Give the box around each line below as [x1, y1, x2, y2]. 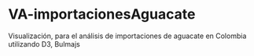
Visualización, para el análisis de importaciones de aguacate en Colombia [8, 31, 247, 40]
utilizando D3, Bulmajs [8, 39, 80, 48]
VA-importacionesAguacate [8, 5, 196, 23]
